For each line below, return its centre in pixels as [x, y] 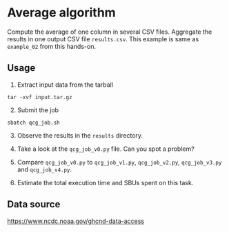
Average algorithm [61, 13]
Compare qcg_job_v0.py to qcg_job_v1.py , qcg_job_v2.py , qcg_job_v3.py [119, 162]
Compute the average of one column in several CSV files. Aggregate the [110, 32]
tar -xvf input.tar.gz [40, 97]
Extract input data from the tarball [65, 85]
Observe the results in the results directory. [80, 135]
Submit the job [38, 110]
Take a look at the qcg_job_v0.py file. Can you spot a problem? [106, 149]
